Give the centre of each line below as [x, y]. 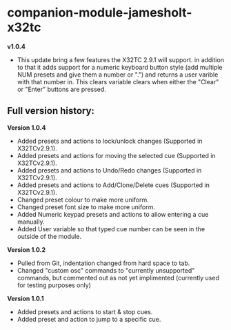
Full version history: [51, 111]
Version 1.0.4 [27, 127]
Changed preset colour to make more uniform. [83, 200]
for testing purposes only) [54, 285]
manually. [31, 222]
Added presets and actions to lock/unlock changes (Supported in [110, 141]
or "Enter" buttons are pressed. [62, 89]
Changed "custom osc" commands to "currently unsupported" [106, 270]
